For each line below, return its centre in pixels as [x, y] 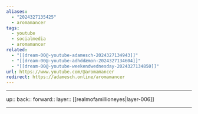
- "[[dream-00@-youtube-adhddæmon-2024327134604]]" [76, 61]
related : [17, 50]
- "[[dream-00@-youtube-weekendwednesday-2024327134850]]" [85, 66]
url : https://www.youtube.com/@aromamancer [60, 72]
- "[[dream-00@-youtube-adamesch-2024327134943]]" [75, 55]
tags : [13, 28]
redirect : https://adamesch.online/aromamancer [66, 77]
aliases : [17, 11]
